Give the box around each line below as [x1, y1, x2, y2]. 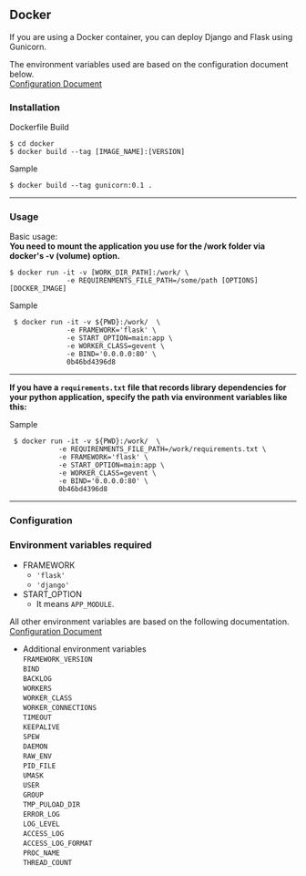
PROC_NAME [22, 848, 61, 858]
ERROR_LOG [22, 809, 61, 819]
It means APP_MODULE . [36, 598, 115, 609]
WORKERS [22, 684, 52, 693]
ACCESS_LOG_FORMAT [22, 839, 93, 848]
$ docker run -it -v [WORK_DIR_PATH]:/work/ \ [9, 268, 189, 277]
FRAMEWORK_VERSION [22, 654, 93, 664]
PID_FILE [22, 761, 56, 770]
